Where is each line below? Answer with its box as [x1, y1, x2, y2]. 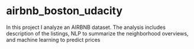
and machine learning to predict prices [6, 36, 101, 43]
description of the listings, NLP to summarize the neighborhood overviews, [6, 30, 189, 37]
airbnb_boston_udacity [6, 4, 123, 18]
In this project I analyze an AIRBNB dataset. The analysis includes [6, 24, 166, 31]
